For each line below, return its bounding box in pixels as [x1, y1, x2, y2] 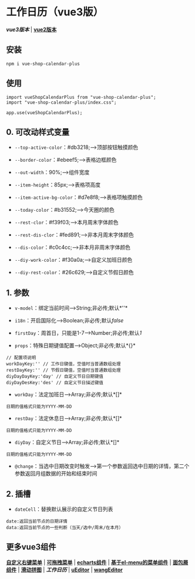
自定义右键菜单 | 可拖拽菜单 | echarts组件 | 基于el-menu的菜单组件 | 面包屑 [6, 558, 189, 565]
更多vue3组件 [6, 542, 56, 552]
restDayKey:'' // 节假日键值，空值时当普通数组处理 [6, 367, 121, 374]
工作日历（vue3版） [6, 5, 104, 19]
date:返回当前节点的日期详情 [6, 518, 68, 524]
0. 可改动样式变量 [6, 127, 69, 137]
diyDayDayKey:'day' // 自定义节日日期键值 [6, 374, 104, 380]
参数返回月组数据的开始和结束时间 [14, 470, 97, 477]
